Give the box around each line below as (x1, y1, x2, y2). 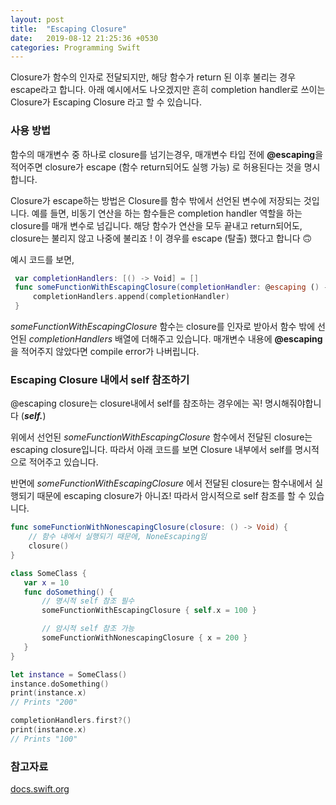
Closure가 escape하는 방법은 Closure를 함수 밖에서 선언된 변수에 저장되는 (10, 194, 302, 206)
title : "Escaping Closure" (10, 24, 128, 34)
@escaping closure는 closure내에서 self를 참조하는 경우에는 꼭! (10, 397, 263, 410)
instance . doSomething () (10, 679, 110, 689)
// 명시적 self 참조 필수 (41, 596, 135, 606)
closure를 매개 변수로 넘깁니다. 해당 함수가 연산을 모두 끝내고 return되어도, (10, 219, 303, 231)
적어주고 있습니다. (28, 456, 99, 468)
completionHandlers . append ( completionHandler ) (32, 292, 230, 302)
